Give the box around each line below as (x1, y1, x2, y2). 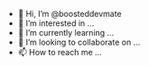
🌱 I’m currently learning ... (17, 28, 115, 37)
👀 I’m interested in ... (17, 18, 95, 29)
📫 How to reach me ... (17, 47, 102, 57)
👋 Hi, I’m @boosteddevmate (17, 9, 122, 19)
